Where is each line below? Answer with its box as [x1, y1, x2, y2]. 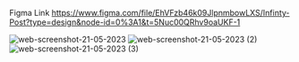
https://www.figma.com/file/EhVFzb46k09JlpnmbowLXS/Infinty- [51, 8, 290, 18]
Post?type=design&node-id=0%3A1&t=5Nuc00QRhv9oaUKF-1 [9, 17, 241, 27]
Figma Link [9, 8, 50, 18]
